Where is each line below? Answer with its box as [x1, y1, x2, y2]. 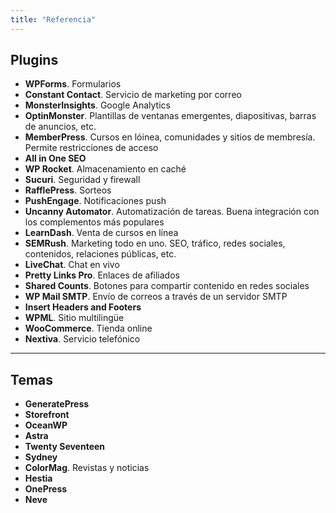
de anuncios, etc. [24, 121, 97, 133]
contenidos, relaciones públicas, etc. [24, 248, 177, 260]
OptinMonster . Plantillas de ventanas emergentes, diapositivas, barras [24, 110, 317, 122]
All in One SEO [24, 152, 87, 165]
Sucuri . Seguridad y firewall [24, 174, 141, 186]
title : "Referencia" [10, 14, 97, 25]
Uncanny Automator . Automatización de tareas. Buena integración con [24, 206, 320, 218]
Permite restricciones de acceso [24, 142, 159, 154]
